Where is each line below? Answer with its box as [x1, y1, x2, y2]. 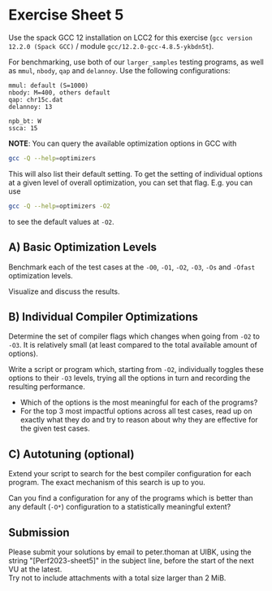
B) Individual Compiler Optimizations [8, 309, 199, 323]
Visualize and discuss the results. [8, 287, 120, 296]
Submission [8, 525, 71, 539]
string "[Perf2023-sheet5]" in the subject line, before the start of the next [8, 555, 254, 565]
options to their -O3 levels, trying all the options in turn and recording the [8, 373, 251, 383]
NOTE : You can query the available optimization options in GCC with [8, 138, 237, 148]
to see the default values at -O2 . [8, 217, 115, 226]
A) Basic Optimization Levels [8, 240, 157, 254]
